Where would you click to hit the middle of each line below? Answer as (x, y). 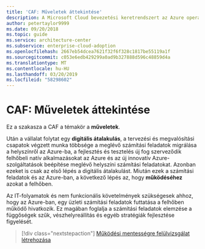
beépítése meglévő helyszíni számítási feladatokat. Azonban (120, 164)
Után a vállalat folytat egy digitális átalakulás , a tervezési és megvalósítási (100, 139)
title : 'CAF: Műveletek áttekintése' (54, 12)
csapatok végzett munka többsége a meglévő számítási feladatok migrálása (102, 145)
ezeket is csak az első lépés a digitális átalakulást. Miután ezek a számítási (100, 171)
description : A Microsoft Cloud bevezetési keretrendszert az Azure (95, 18)
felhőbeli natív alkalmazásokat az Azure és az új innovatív (79, 158)
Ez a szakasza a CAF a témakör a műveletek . (63, 127)
